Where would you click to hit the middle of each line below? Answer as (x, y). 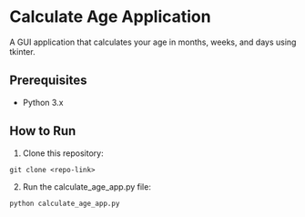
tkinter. (22, 51)
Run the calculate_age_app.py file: (87, 186)
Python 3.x (43, 102)
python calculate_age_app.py (65, 203)
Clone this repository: (63, 153)
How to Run (43, 131)
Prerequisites (48, 81)
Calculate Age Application (110, 17)
